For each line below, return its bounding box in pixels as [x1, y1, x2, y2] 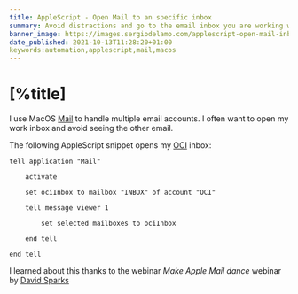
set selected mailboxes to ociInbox [41, 219, 176, 228]
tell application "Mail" [9, 157, 101, 166]
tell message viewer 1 [25, 204, 109, 213]
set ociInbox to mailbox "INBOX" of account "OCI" [25, 188, 216, 197]
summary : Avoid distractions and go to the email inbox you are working [9, 21, 284, 30]
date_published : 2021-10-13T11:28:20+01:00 [9, 37, 173, 47]
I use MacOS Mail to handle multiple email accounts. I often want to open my [9, 113, 289, 124]
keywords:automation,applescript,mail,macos [9, 46, 176, 55]
